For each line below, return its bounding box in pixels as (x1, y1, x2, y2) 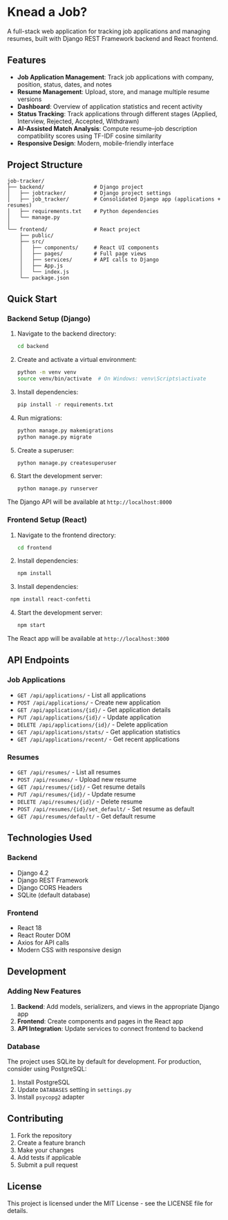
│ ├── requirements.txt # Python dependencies (7, 208, 159, 215)
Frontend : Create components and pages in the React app (17, 1017, 184, 1025)
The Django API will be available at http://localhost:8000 (7, 498, 173, 506)
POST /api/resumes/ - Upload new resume (17, 776, 137, 784)
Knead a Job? (7, 4, 88, 20)
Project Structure (7, 159, 83, 171)
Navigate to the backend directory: (17, 329, 117, 338)
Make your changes (17, 1146, 74, 1154)
